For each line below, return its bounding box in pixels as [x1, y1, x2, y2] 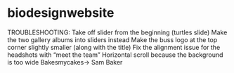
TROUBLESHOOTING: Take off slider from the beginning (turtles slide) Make [7, 28, 228, 36]
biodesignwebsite [7, 5, 115, 21]
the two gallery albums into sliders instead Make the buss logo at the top [7, 35, 218, 44]
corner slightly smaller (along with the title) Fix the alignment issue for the [7, 43, 221, 51]
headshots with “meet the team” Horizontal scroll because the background [7, 51, 223, 59]
